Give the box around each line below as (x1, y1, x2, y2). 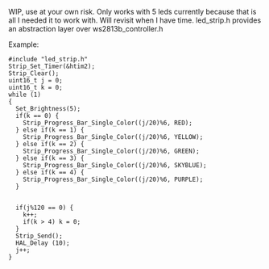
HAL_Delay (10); (15, 239, 70, 247)
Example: (8, 40, 39, 49)
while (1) (8, 90, 42, 99)
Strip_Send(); (15, 232, 63, 240)
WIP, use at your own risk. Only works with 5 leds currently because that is (8, 7, 257, 16)
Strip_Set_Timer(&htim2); (8, 62, 95, 70)
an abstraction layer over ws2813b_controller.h (8, 24, 163, 33)
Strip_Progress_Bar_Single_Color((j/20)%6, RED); (23, 119, 193, 127)
